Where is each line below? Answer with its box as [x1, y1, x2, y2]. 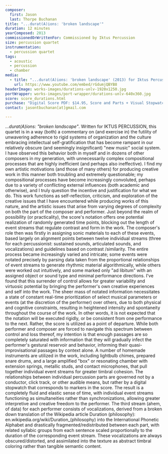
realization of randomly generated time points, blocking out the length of [5, 219, 154, 225]
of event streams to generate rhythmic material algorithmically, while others [5, 262, 161, 268]
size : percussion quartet [5, 40, 59, 45]
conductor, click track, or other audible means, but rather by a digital [5, 379, 146, 385]
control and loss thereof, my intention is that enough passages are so [5, 332, 148, 337]
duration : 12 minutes [5, 26, 50, 31]
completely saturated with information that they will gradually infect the [5, 337, 152, 343]
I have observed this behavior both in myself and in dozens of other [5, 150, 144, 156]
